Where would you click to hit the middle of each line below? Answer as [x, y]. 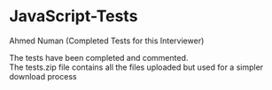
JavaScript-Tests [74, 16]
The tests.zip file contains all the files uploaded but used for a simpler [136, 67]
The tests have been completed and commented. [99, 57]
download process [43, 76]
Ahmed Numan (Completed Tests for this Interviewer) [107, 41]
